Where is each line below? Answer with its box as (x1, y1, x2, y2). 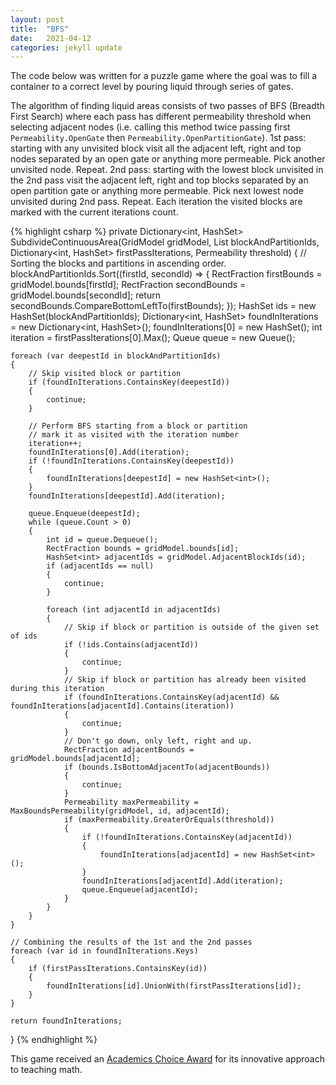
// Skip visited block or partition (28, 369, 182, 379)
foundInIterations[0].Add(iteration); (28, 447, 190, 458)
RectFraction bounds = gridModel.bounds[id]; (46, 544, 240, 554)
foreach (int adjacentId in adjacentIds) (46, 605, 222, 615)
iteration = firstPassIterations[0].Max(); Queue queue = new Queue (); (10, 332, 296, 344)
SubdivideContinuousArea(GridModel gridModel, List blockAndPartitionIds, (10, 236, 320, 248)
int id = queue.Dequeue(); (46, 535, 159, 545)
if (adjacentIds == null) (46, 561, 155, 571)
